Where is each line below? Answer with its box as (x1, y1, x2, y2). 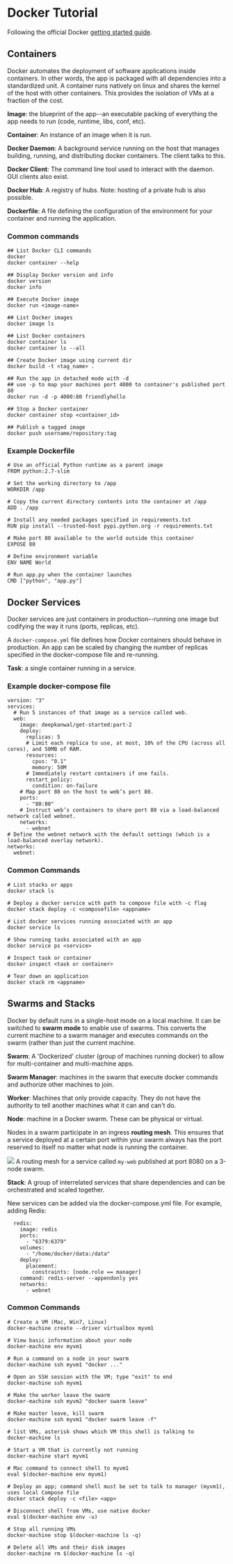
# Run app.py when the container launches (7, 571, 132, 578)
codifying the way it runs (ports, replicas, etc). (7, 622, 140, 631)
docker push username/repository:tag (7, 430, 117, 437)
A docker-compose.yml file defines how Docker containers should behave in (7, 635, 222, 645)
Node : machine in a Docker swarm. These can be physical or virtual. (7, 1114, 204, 1123)
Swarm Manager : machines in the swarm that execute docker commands (7, 1073, 218, 1081)
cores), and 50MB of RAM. (7, 746, 82, 753)
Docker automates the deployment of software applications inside (7, 66, 196, 74)
